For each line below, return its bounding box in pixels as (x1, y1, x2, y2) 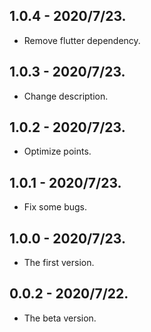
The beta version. (23, 312, 97, 324)
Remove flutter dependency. (23, 34, 141, 46)
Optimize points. (23, 145, 92, 158)
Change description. (23, 90, 109, 102)
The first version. (23, 257, 95, 269)
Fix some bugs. (23, 201, 88, 213)
